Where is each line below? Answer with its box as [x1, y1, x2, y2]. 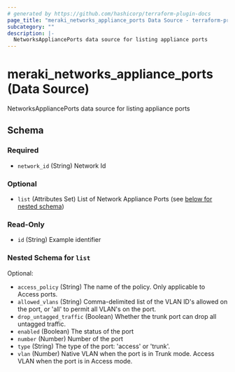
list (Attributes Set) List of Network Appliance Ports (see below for [17, 195, 213, 203]
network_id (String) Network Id [17, 162, 106, 170]
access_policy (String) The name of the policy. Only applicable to [17, 282, 206, 291]
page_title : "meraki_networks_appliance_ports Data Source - [7, 17, 190, 24]
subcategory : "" [7, 23, 55, 30]
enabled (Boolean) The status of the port [17, 327, 134, 336]
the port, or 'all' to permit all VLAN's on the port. [17, 305, 157, 313]
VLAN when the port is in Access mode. [17, 357, 133, 365]
